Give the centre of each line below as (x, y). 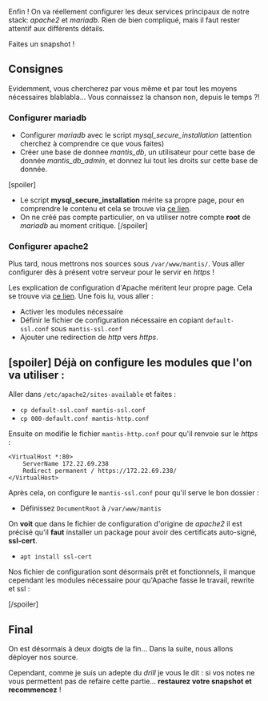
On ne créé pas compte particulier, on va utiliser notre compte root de (135, 217)
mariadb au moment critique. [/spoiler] (84, 226)
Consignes (36, 69)
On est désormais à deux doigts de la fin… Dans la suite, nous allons (121, 649)
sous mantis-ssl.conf (86, 329)
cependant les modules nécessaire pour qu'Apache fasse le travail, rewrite (131, 580)
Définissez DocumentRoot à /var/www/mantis (90, 508)
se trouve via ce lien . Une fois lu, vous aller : (81, 296)
